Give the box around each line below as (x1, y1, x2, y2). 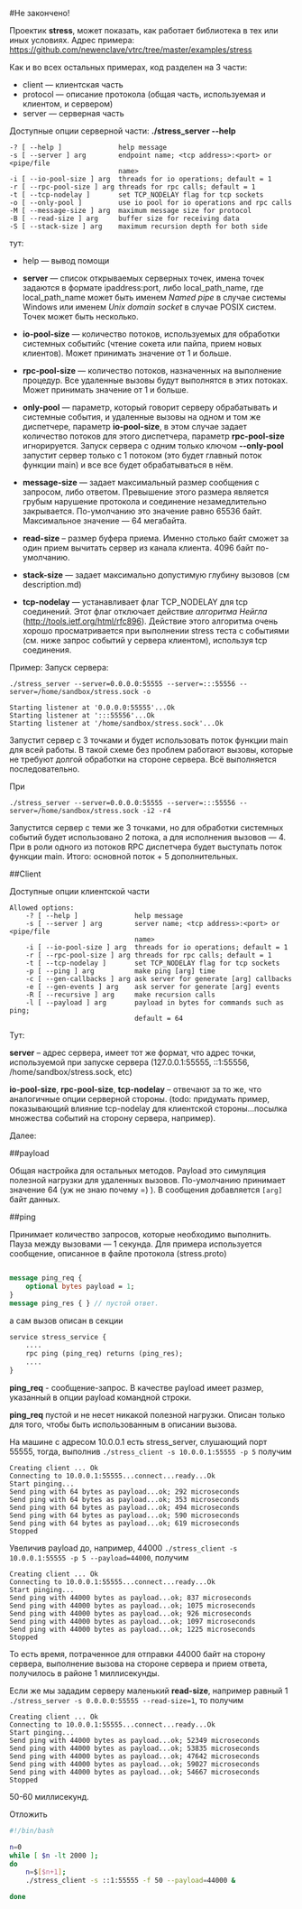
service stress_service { (9, 1332, 106, 1341)
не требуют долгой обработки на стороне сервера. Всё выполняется (9, 754, 277, 765)
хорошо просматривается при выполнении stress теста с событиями (22, 626, 290, 635)
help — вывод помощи (22, 255, 110, 265)
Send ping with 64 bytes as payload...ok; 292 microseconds (9, 1487, 241, 1497)
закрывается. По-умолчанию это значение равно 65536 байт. (22, 505, 262, 516)
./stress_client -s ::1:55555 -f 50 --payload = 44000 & (25, 1877, 236, 1886)
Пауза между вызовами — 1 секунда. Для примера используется (9, 1238, 262, 1249)
